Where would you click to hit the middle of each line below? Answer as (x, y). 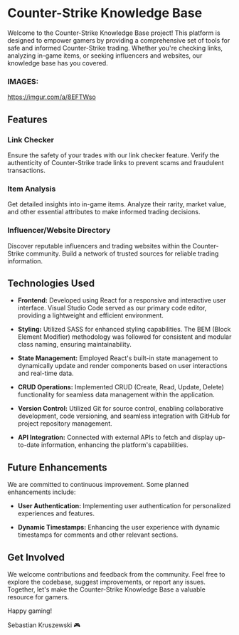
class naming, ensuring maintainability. (74, 345)
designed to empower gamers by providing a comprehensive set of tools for (119, 40)
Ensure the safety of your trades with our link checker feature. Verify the (113, 155)
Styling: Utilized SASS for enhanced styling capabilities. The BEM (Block (124, 330)
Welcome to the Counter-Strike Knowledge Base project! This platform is (114, 33)
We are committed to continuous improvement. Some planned (98, 485)
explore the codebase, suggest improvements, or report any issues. (107, 582)
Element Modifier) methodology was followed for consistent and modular (124, 337)
